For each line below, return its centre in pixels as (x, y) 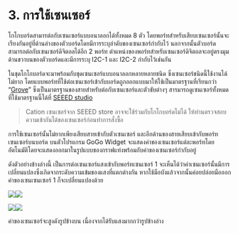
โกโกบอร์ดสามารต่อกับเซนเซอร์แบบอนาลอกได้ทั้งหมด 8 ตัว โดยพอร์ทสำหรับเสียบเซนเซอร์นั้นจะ (119, 35)
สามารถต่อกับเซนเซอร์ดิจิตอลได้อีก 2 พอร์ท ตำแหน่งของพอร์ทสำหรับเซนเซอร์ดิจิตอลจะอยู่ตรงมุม (119, 51)
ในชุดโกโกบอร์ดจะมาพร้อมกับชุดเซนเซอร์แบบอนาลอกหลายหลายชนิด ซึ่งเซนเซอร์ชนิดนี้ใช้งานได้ (118, 73)
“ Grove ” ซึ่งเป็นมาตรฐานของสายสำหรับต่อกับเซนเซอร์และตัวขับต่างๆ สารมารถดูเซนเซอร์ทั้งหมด (119, 90)
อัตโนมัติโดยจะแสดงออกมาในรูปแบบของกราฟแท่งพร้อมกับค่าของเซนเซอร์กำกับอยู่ (102, 150)
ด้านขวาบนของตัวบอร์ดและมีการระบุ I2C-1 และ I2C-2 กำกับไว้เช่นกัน (90, 59)
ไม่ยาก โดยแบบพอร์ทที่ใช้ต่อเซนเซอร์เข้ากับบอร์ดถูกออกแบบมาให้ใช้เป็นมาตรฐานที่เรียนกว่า (113, 81)
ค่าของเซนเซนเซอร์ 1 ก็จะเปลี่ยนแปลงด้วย (56, 180)
